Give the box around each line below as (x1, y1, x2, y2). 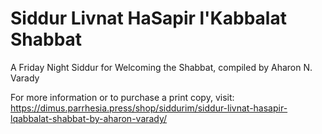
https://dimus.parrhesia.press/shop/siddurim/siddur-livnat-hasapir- (10, 102, 288, 114)
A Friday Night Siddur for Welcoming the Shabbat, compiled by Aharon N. (10, 61, 313, 73)
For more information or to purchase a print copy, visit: (10, 91, 235, 103)
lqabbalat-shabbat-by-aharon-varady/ (10, 112, 168, 124)
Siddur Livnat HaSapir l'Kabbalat (10, 7, 287, 30)
